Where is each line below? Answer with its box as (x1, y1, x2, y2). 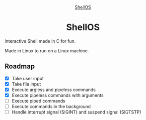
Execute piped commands (11, 98, 66, 104)
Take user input (11, 75, 44, 81)
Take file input (11, 81, 41, 87)
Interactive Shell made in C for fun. (4, 38, 76, 44)
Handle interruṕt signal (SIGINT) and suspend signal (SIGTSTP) (11, 109, 142, 115)
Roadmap (4, 62, 35, 71)
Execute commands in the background (11, 104, 91, 110)
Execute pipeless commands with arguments (11, 92, 104, 98)
